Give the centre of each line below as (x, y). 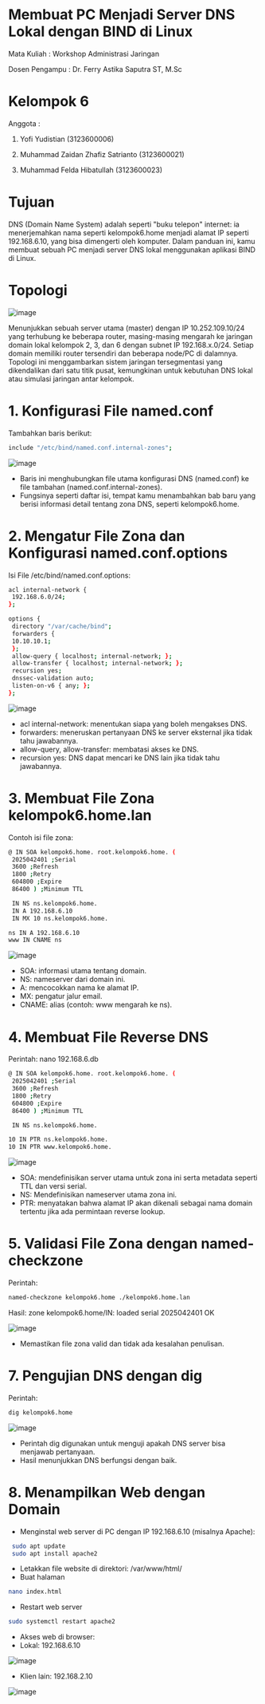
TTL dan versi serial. (53, 1186)
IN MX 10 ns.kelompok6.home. (60, 918)
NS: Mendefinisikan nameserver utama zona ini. (98, 1195)
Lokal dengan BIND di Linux (101, 32)
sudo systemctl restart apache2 (62, 1622)
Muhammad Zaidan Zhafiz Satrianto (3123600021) (102, 154)
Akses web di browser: (57, 1637)
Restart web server (51, 1607)
